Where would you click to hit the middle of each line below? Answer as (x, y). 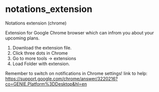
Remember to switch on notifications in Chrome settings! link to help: (76, 73)
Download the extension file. (42, 47)
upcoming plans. (23, 38)
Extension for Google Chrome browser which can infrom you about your (79, 32)
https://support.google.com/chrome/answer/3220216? (61, 78)
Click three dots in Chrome (40, 53)
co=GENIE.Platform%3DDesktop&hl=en (46, 84)
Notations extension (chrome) (36, 23)
